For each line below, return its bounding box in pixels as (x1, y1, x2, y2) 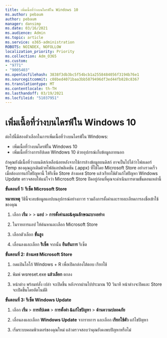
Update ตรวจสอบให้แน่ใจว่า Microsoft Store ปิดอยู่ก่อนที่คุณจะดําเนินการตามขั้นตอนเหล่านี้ (5, 176, 162, 182)
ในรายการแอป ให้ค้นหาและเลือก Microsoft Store (12, 221, 98, 227)
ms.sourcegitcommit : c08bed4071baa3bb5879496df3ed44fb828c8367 (5, 77, 140, 82)
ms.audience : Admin (5, 30, 46, 35)
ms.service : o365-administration (5, 40, 75, 45)
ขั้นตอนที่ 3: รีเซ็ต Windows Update (5, 297, 71, 303)
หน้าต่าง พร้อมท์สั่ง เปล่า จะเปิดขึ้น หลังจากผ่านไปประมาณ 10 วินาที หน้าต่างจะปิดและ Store (12, 281, 162, 287)
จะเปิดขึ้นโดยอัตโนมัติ (12, 287, 47, 293)
